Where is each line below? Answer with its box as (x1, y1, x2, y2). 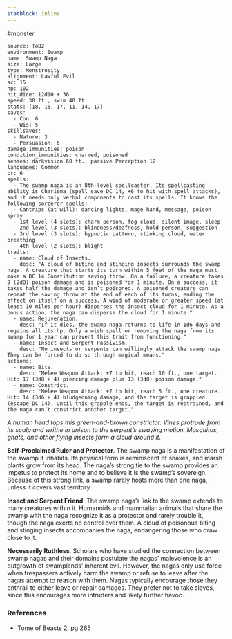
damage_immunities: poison (7, 145, 85, 152)
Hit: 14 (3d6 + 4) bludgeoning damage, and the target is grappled (7, 394, 206, 401)
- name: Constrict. (13, 381, 70, 388)
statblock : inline (7, 10, 60, 17)
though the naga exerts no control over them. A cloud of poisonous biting (7, 519, 216, 527)
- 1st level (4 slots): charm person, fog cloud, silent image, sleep (13, 218, 221, 225)
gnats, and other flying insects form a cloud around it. (7, 433, 162, 441)
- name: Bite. (13, 363, 54, 370)
